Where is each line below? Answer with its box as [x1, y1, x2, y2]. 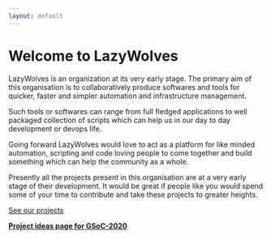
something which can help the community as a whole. [8, 156, 189, 166]
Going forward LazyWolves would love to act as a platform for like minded [8, 139, 256, 149]
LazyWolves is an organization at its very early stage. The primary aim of [8, 74, 252, 83]
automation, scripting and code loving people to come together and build [8, 147, 252, 158]
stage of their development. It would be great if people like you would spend [8, 181, 264, 190]
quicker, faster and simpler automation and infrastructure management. [8, 91, 247, 100]
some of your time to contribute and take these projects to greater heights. [8, 190, 258, 199]
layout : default [8, 11, 63, 20]
